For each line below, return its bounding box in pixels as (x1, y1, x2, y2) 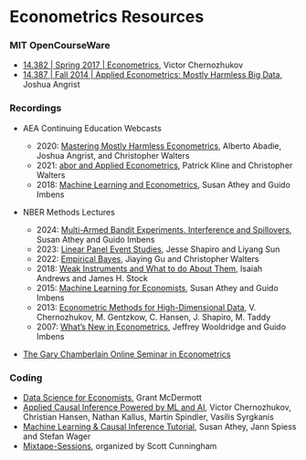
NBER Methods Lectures (22, 206, 116, 217)
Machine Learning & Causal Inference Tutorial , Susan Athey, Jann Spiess (22, 422, 297, 433)
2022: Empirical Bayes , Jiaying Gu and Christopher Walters (36, 253, 259, 264)
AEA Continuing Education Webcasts (22, 122, 162, 133)
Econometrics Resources (9, 6, 205, 27)
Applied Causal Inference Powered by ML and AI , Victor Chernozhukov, (22, 402, 292, 413)
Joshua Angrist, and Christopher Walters (36, 150, 190, 161)
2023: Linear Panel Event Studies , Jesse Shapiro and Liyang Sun (36, 244, 280, 255)
